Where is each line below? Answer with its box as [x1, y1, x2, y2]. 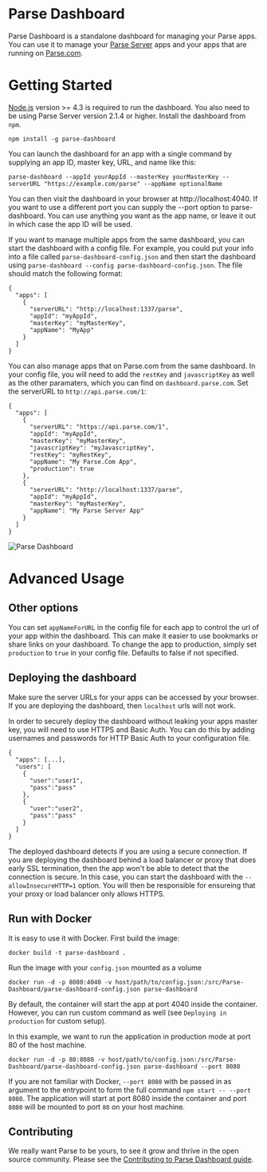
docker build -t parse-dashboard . [8, 948, 127, 956]
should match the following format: [8, 268, 124, 278]
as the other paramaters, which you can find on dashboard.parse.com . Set [8, 378, 249, 387]
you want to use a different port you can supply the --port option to [8, 202, 230, 212]
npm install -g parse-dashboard [8, 135, 116, 143]
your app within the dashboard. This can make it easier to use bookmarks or [8, 631, 259, 640]
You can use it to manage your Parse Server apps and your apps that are [8, 39, 247, 49]
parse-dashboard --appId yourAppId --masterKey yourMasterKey [8, 172, 219, 180]
